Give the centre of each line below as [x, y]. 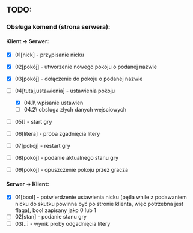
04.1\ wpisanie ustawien [54, 103]
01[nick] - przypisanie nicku [49, 55]
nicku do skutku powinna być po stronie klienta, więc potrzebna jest [99, 204]
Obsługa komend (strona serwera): [58, 27]
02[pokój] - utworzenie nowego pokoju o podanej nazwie [86, 67]
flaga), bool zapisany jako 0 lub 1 [55, 210]
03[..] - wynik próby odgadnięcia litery [63, 223]
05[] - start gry [33, 121]
